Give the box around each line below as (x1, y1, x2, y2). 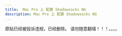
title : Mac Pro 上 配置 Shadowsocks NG (5, 7, 86, 12)
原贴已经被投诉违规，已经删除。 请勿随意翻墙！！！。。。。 (5, 25, 120, 32)
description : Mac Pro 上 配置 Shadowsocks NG (5, 12, 97, 17)
